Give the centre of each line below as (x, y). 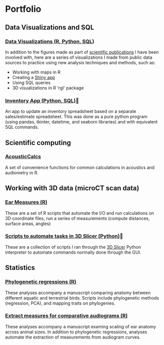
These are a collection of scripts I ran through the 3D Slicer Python (73, 247)
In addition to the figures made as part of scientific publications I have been (82, 52)
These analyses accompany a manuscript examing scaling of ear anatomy (81, 326)
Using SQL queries (31, 82)
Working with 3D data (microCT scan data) (72, 188)
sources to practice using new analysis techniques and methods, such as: (80, 62)
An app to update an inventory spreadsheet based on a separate (71, 112)
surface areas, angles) (28, 224)
